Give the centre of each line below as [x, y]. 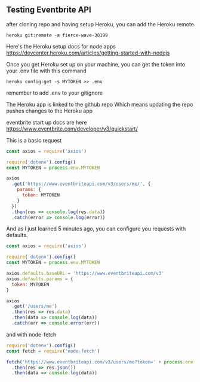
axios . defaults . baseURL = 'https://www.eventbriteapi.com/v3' [85, 274]
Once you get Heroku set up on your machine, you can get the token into [96, 64]
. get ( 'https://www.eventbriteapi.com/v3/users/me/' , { [81, 184]
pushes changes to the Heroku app [50, 111]
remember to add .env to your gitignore [55, 93]
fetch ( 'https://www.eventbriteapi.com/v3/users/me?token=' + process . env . [101, 362]
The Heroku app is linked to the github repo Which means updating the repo [100, 104]
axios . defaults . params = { [40, 279]
